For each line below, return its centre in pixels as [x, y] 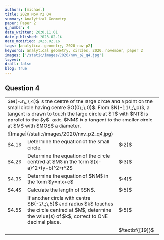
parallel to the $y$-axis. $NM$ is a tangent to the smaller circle [80, 120]
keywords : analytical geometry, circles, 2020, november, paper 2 [74, 50]
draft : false [18, 64]
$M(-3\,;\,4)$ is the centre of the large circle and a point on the [80, 101]
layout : [13, 60]
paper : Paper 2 [20, 23]
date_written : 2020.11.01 [31, 32]
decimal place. [44, 222]
